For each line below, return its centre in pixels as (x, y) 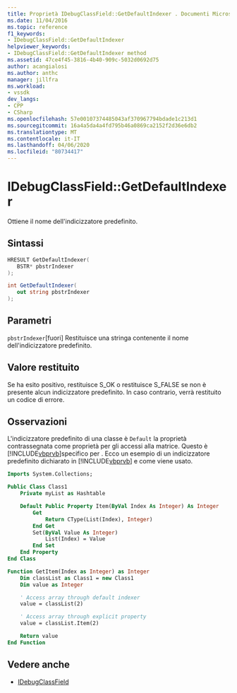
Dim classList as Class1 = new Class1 (77, 578)
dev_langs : (23, 100)
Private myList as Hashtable (63, 494)
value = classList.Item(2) (60, 623)
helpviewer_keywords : (39, 47)
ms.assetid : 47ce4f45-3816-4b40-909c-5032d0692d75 (83, 60)
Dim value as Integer (51, 585)
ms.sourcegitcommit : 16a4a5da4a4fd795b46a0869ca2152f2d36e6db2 (102, 125)
